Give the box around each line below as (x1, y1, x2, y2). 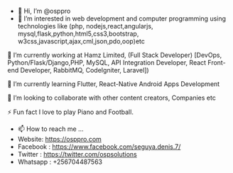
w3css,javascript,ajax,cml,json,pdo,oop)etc (17, 37, 146, 46)
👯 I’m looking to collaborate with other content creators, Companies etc (7, 93, 217, 102)
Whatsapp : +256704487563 (17, 157, 103, 166)
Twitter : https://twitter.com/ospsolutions (17, 150, 137, 158)
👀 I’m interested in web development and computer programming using (17, 14, 226, 23)
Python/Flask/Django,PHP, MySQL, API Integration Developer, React (7, 58, 207, 67)
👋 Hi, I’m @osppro (17, 7, 71, 15)
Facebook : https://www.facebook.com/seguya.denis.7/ (17, 142, 181, 151)
